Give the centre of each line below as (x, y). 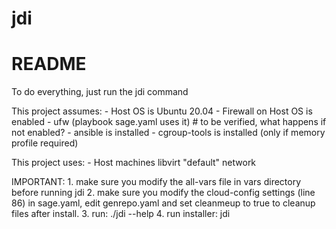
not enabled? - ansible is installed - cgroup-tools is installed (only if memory (168, 133)
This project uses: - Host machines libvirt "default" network (134, 163)
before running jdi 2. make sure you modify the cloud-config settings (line (163, 193)
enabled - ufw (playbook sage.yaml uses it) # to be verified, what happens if (169, 122)
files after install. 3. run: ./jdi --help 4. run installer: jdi (121, 214)
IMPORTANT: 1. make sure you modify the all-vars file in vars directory (156, 182)
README (49, 64)
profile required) (45, 143)
